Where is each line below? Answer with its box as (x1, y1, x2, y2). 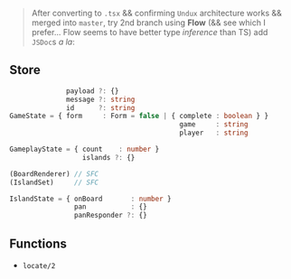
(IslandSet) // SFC (9, 178, 99, 187)
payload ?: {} (66, 86, 119, 96)
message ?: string (66, 95, 136, 104)
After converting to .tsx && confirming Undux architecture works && (31, 8, 282, 18)
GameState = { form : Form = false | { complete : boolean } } (9, 112, 269, 121)
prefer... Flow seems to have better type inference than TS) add (31, 27, 268, 37)
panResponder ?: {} (73, 211, 147, 220)
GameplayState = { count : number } (9, 144, 160, 154)
